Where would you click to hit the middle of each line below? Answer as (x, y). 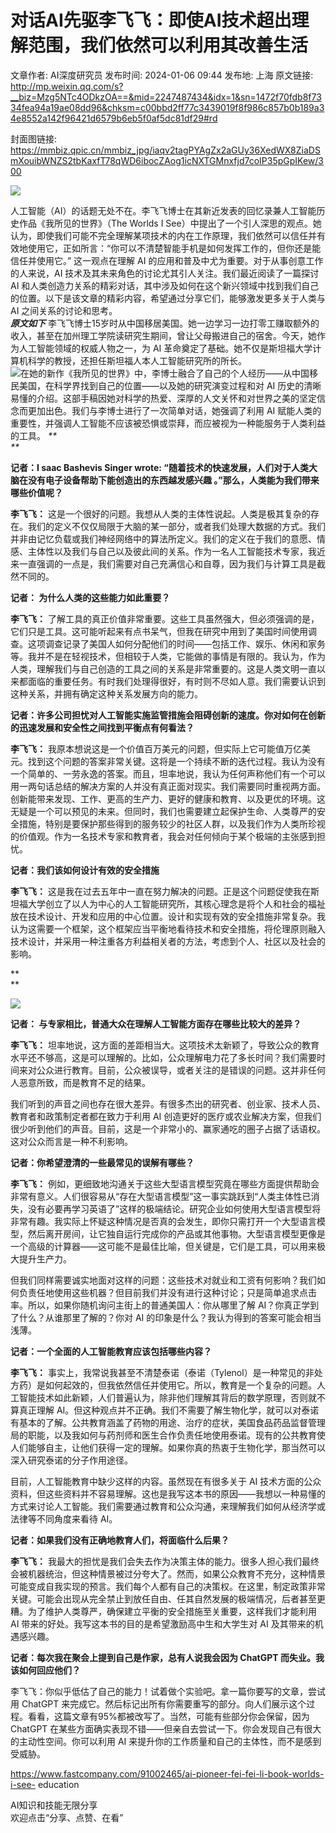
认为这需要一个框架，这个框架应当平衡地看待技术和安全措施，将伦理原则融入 (168, 928)
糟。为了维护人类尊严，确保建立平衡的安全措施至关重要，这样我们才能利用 (163, 1611)
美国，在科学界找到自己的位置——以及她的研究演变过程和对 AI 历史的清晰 (170, 385)
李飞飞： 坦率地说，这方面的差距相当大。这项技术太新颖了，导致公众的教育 (165, 1045)
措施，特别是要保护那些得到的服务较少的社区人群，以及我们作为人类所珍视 (172, 823)
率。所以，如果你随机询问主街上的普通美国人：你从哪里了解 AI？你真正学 (160, 1305)
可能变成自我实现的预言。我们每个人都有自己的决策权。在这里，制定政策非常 (168, 1586)
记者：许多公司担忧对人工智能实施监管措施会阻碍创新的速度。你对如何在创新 (168, 715)
